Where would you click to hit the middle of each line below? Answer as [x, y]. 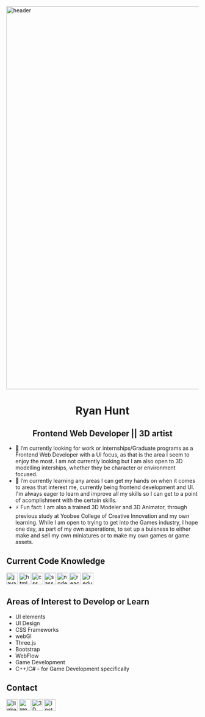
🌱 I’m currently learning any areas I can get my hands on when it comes [105, 481]
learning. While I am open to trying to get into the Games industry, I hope [106, 522]
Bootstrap [27, 649]
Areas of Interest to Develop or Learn [78, 602]
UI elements [30, 616]
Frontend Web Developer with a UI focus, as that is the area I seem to [102, 455]
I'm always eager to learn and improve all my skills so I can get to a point [106, 494]
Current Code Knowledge [56, 561]
